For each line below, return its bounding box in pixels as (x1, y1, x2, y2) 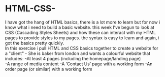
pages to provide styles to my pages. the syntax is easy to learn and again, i (5, 35, 160, 41)
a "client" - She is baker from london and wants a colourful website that (5, 50, 151, 56)
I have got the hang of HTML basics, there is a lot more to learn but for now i (5, 19, 160, 25)
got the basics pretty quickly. (5, 40, 64, 46)
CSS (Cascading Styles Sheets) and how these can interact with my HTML (5, 29, 156, 35)
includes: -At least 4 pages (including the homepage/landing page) (5, 55, 141, 61)
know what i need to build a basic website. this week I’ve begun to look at (5, 24, 155, 30)
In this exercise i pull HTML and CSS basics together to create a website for (5, 45, 159, 51)
